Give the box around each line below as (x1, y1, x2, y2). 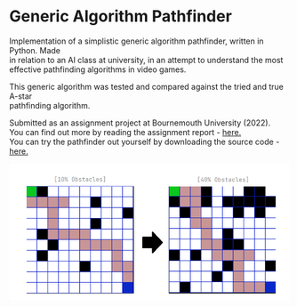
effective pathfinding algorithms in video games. (9, 64, 187, 75)
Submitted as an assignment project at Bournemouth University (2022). (9, 117, 271, 128)
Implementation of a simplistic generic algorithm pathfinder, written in (9, 36, 264, 46)
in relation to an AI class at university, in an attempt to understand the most (9, 54, 284, 65)
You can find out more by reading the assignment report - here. (9, 126, 242, 137)
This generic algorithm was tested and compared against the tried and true (9, 81, 285, 92)
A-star (9, 91, 33, 101)
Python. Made (9, 44, 60, 55)
